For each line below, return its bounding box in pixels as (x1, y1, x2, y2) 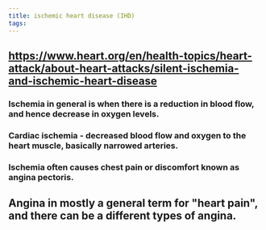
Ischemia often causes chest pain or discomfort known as (8, 162, 240, 173)
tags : (8, 19, 27, 27)
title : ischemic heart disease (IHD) (8, 11, 135, 20)
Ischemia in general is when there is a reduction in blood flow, (8, 98, 255, 109)
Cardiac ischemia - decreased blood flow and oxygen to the (8, 129, 247, 141)
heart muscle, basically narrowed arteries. (8, 140, 179, 151)
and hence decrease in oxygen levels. (8, 108, 160, 119)
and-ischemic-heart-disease (8, 74, 157, 88)
